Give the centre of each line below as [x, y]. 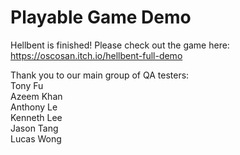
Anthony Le [34, 107]
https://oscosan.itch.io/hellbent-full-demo [96, 55]
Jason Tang [34, 128]
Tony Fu [27, 85]
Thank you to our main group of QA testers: [100, 75]
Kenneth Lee [36, 117]
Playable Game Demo [101, 17]
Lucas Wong [36, 138]
